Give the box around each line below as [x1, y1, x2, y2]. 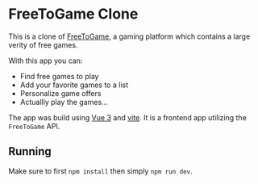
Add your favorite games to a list [19, 80, 129, 90]
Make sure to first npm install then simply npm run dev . [8, 166, 193, 176]
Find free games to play [19, 71, 99, 81]
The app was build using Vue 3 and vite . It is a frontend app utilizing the [8, 112, 248, 122]
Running [8, 144, 52, 158]
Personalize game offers [19, 88, 102, 98]
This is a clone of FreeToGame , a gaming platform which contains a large [8, 31, 251, 41]
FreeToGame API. [8, 121, 60, 131]
